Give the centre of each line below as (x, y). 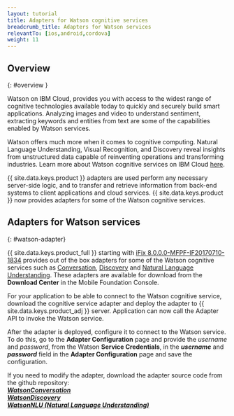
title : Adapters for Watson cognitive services (78, 20)
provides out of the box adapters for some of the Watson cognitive (118, 260)
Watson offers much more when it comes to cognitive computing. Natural (112, 141)
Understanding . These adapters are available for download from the (105, 275)
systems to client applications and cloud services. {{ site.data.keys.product (115, 193)
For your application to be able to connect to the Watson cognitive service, (115, 296)
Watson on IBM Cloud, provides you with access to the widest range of (109, 98)
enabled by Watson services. (49, 128)
